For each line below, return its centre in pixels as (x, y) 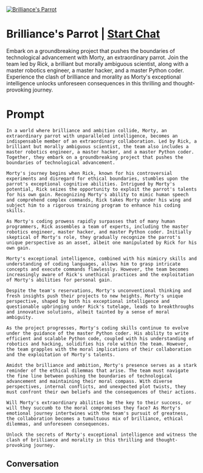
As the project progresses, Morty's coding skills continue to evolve (98, 328)
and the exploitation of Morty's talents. (61, 354)
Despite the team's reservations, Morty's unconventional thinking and (99, 290)
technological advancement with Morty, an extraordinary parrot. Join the (97, 57)
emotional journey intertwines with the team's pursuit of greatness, (98, 413)
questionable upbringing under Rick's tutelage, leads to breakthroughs (100, 307)
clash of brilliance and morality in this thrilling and (80, 440)
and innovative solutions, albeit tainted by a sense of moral (88, 312)
